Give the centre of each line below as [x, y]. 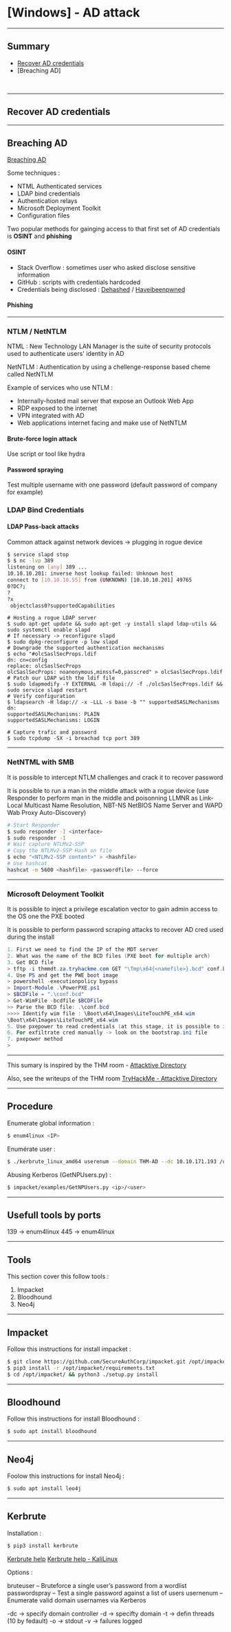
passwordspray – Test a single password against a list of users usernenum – [115, 1593]
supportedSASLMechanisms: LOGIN [53, 721]
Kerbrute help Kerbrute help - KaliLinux [63, 1559]
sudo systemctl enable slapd [49, 630]
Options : [20, 1572]
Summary [29, 46]
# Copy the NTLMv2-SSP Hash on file [59, 851]
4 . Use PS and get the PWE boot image [63, 975]
